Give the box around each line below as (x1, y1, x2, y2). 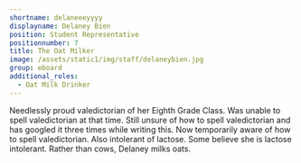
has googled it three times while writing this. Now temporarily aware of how (9, 123, 291, 135)
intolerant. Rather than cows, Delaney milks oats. (9, 143, 192, 154)
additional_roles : (9, 72, 79, 81)
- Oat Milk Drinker (17, 80, 91, 89)
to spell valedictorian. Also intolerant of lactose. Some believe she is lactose (9, 133, 292, 144)
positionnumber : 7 (9, 38, 79, 48)
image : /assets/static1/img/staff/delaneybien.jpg (9, 55, 204, 64)
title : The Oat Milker (9, 47, 95, 56)
